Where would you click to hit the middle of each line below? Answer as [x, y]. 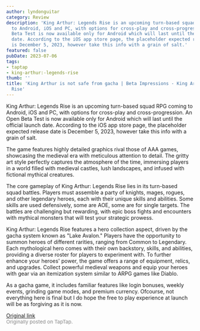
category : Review [28, 17]
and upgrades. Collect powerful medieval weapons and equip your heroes [97, 267]
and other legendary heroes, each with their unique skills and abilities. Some [100, 199]
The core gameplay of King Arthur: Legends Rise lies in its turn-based [92, 186]
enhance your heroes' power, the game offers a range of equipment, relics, [98, 261]
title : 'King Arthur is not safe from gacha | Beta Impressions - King [97, 84]
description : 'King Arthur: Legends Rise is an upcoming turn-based [93, 23]
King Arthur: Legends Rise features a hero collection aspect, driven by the [97, 229]
